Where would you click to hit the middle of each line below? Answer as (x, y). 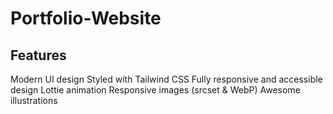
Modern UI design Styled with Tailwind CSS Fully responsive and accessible (166, 79)
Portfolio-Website (86, 18)
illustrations (34, 100)
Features (38, 55)
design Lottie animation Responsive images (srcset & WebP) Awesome (155, 90)
